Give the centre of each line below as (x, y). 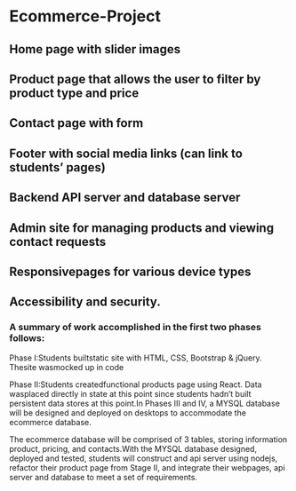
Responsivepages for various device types (130, 271)
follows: (27, 338)
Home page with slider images (95, 49)
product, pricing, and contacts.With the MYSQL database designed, (133, 448)
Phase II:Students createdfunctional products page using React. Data (136, 384)
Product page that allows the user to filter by (135, 79)
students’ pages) (58, 167)
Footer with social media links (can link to (126, 153)
